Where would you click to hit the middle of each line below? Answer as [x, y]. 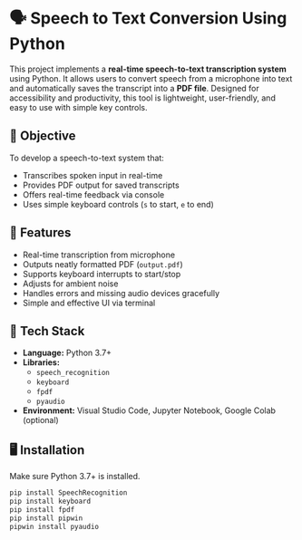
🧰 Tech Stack [47, 331]
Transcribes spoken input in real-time [93, 175]
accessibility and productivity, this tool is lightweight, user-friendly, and [143, 98]
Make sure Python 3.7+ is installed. [75, 477]
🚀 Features [40, 233]
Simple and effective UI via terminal [89, 303]
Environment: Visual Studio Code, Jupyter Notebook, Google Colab [149, 410]
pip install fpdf [42, 509]
